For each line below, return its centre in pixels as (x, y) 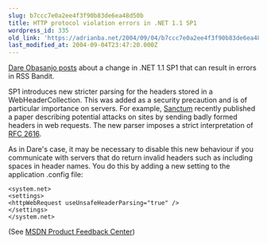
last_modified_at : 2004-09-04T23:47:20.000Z (83, 45)
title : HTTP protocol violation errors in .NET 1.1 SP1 (103, 23)
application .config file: (46, 175)
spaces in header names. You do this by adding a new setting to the (119, 166)
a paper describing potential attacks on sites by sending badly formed (123, 117)
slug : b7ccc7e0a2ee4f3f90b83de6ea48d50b (76, 15)
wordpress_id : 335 (39, 30)
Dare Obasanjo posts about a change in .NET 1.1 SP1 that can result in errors (132, 68)
